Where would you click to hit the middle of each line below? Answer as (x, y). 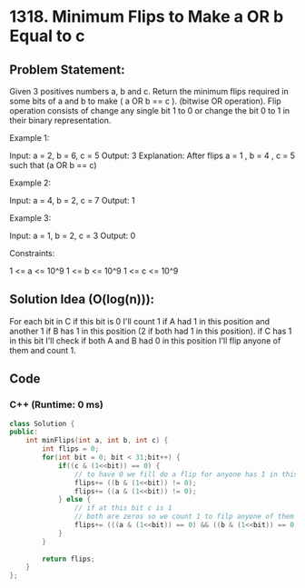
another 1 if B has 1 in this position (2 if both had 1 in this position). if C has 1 (151, 331)
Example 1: (30, 138)
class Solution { (42, 424)
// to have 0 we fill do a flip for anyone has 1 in (176, 474)
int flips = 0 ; (71, 449)
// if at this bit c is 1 (123, 508)
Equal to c (47, 36)
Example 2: (30, 183)
